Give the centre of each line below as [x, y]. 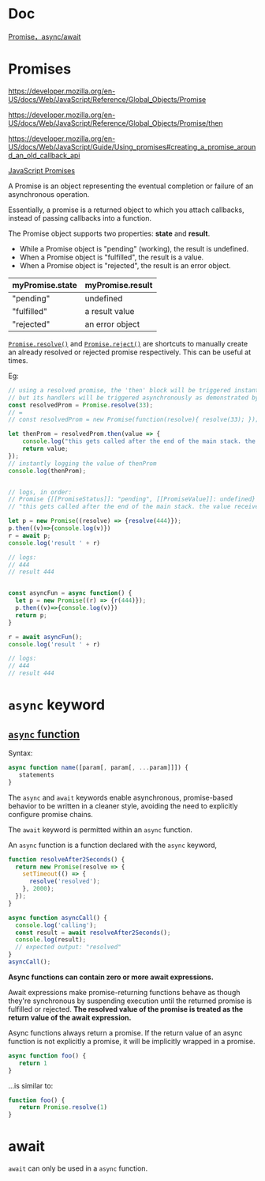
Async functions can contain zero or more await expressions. [111, 977]
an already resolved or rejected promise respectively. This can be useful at [129, 352]
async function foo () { [47, 1056]
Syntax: [21, 753]
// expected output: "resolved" [69, 947]
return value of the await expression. [70, 1017]
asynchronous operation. [49, 194]
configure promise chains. [50, 814]
